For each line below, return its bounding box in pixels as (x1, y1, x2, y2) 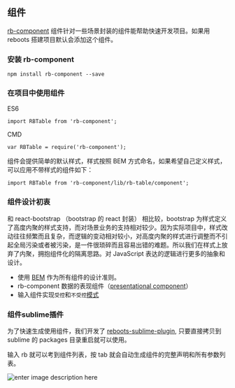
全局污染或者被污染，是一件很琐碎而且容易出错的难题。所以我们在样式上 (13, 240, 222, 249)
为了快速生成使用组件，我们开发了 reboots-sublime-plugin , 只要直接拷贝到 (7, 327, 222, 335)
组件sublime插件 (7, 310, 64, 319)
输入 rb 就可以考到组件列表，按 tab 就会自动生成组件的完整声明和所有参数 (7, 350, 220, 359)
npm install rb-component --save (7, 71, 105, 78)
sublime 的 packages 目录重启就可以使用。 (7, 336, 131, 344)
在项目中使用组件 (7, 88, 65, 98)
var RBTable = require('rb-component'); (7, 144, 127, 151)
